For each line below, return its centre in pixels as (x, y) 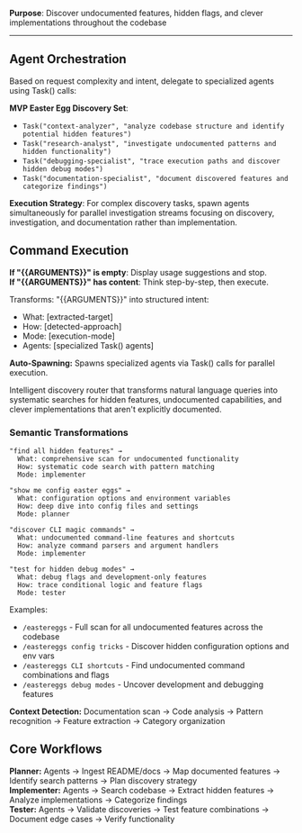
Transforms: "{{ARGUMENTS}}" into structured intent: (109, 299)
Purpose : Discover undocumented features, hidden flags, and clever (136, 13)
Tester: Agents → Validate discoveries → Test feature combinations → (139, 809)
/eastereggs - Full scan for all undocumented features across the (142, 627)
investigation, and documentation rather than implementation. (124, 222)
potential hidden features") (77, 134)
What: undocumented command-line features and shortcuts (126, 538)
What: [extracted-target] (68, 317)
